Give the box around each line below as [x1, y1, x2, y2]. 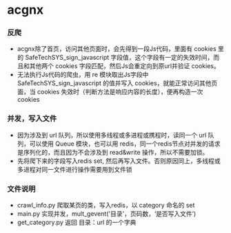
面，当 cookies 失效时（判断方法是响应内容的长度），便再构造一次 [17, 88, 203, 96]
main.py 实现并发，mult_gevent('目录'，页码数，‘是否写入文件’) [17, 210, 197, 218]
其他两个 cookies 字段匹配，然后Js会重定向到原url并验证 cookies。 [29, 62, 220, 70]
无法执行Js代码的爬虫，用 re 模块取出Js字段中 [17, 71, 149, 79]
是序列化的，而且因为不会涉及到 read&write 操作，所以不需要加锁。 [17, 148, 209, 156]
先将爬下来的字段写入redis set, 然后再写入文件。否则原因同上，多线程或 [17, 157, 221, 165]
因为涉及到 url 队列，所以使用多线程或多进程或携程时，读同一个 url [17, 131, 207, 139]
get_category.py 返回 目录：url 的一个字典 [17, 219, 137, 227]
